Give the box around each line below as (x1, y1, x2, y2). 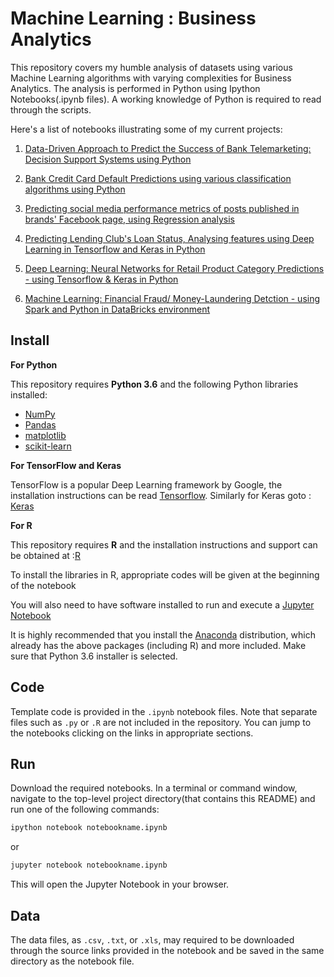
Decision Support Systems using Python (24, 153, 192, 165)
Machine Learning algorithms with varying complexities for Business (10, 72, 292, 84)
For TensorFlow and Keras (10, 459, 122, 471)
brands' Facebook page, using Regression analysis (24, 213, 235, 225)
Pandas (24, 418, 57, 431)
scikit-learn (24, 440, 72, 452)
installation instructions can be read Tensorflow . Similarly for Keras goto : (10, 489, 312, 501)
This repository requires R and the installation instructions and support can (10, 538, 318, 551)
